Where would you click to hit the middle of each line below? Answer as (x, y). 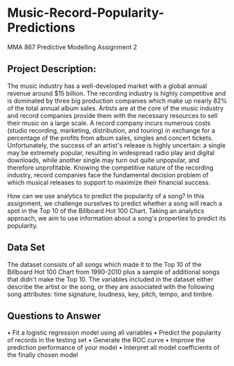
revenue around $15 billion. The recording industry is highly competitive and (117, 93)
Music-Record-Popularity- (86, 13)
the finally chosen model (43, 355)
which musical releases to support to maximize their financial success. (109, 182)
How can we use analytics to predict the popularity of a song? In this (106, 196)
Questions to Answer (54, 316)
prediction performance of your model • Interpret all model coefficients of (114, 348)
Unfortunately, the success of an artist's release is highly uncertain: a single (116, 145)
